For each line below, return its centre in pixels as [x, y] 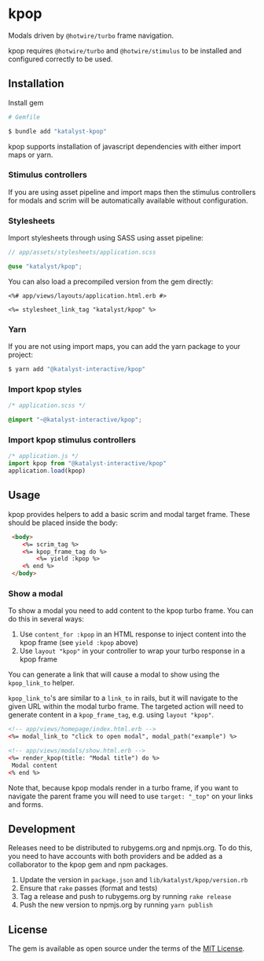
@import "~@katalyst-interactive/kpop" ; [75, 420]
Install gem [26, 102]
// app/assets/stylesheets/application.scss [82, 252]
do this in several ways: [46, 619]
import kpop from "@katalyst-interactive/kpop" [88, 464]
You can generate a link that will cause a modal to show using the [114, 675]
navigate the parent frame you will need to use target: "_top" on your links [131, 796]
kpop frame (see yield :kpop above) [79, 643]
